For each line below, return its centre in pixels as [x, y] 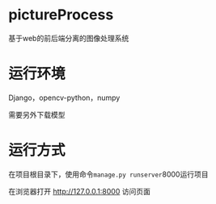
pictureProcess [61, 15]
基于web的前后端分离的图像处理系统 [69, 38]
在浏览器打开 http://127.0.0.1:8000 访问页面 [80, 191]
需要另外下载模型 [37, 114]
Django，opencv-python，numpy [64, 98]
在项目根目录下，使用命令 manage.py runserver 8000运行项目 [108, 174]
